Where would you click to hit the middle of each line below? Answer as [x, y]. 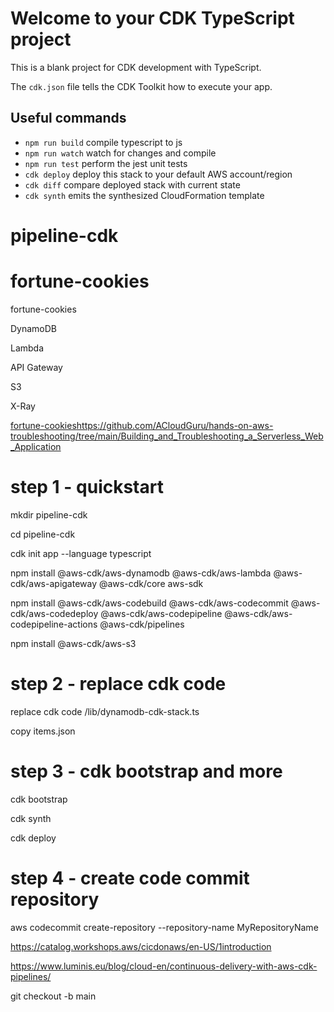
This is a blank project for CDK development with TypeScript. [136, 67]
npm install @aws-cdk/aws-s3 [73, 643]
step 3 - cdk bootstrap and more [146, 771]
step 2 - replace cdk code [118, 684]
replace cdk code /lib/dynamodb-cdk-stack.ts [105, 711]
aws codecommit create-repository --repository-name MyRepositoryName [164, 927]
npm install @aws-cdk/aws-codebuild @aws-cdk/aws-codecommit [149, 603]
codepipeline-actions [54, 624]
